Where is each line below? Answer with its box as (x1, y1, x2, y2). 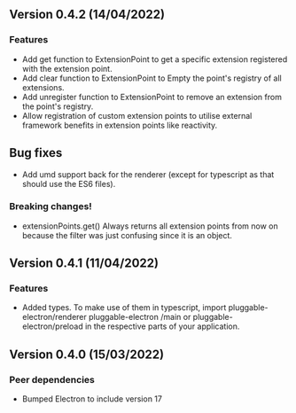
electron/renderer (21, 312, 87, 323)
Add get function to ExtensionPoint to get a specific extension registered (21, 53, 288, 65)
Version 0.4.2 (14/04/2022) (9, 7, 166, 22)
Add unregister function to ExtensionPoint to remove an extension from (21, 91, 282, 102)
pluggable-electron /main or (88, 312, 191, 323)
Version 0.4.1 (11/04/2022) (9, 256, 160, 271)
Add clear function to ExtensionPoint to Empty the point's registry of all (21, 73, 282, 83)
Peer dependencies (9, 373, 96, 386)
